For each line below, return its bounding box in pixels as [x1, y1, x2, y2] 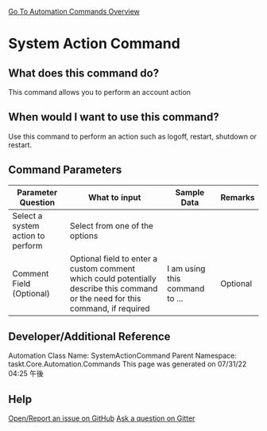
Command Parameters [8, 163, 122, 177]
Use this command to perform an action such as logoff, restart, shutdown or [8, 131, 257, 141]
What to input [87, 191, 141, 202]
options [70, 230, 99, 241]
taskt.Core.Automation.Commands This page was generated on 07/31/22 [8, 359, 247, 369]
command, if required [70, 303, 150, 314]
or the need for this [70, 292, 141, 304]
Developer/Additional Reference [8, 330, 171, 343]
